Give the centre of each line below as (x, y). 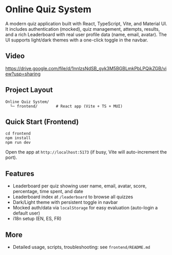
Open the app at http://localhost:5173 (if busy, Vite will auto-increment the (86, 152)
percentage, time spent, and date (48, 192)
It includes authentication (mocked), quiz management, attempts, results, (83, 29)
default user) (26, 213)
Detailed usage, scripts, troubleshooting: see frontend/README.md (81, 247)
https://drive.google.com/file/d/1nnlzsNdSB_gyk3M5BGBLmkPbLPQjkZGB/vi (86, 68)
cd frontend (18, 134)
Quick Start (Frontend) (42, 122)
